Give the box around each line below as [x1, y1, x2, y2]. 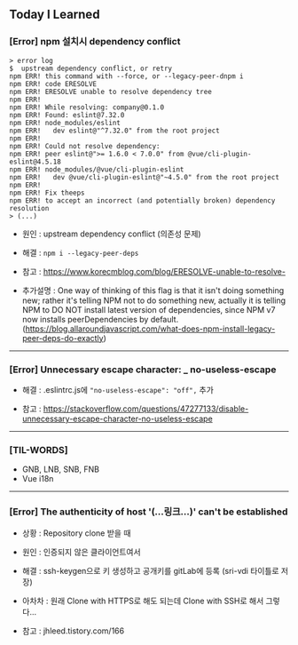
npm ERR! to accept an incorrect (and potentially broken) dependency [9, 195, 276, 205]
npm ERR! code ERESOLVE [9, 79, 98, 88]
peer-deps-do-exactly [21, 332, 104, 343]
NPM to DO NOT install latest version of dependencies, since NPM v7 [21, 304, 276, 315]
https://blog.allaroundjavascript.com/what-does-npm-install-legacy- [25, 323, 276, 334]
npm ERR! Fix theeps [9, 188, 86, 197]
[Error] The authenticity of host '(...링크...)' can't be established [9, 506, 288, 518]
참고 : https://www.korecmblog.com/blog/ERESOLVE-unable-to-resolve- [21, 266, 286, 276]
